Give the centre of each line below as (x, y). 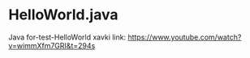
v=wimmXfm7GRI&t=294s (52, 45)
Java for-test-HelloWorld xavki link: (67, 37)
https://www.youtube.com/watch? (185, 37)
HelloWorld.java (63, 15)
